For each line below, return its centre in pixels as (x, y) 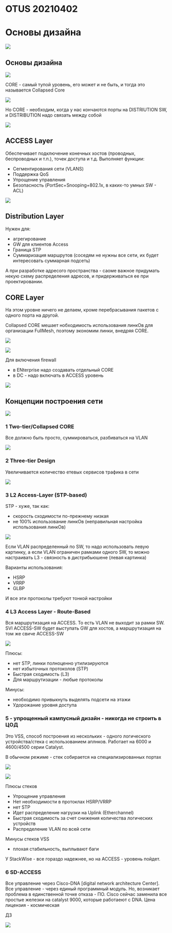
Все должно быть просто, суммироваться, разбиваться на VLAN (77, 438)
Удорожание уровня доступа (45, 705)
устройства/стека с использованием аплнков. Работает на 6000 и (78, 741)
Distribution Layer (35, 216)
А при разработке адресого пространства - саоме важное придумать (83, 270)
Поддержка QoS (31, 174)
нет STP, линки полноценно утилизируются (61, 663)
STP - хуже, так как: (27, 506)
